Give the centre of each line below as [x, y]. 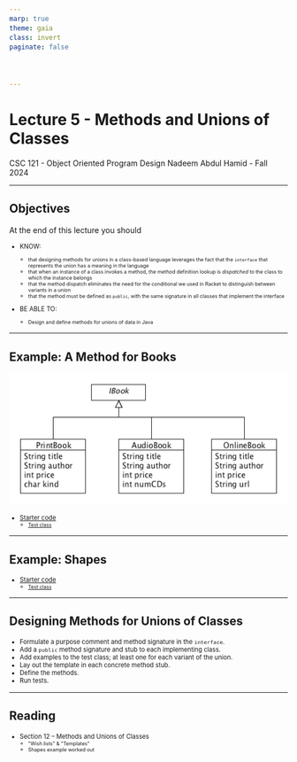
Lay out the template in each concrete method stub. [95, 665]
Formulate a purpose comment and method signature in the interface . [122, 641]
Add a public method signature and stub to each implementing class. [120, 649]
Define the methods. [49, 673]
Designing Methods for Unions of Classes [126, 622]
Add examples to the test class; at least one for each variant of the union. [126, 657]
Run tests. [34, 680]
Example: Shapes [58, 560]
